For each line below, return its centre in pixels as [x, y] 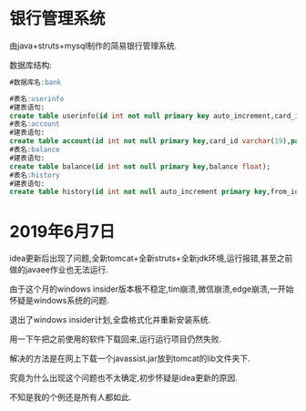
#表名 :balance [35, 150]
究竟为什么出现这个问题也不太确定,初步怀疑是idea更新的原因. [124, 378]
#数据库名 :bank [36, 82]
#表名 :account [35, 124]
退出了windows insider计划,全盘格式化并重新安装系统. [110, 320]
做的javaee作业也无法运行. [59, 270]
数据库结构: [31, 65]
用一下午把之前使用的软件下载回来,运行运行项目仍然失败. [116, 339]
